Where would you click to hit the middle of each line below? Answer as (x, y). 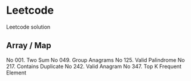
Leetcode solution (28, 27)
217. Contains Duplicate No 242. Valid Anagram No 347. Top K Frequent (94, 66)
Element (16, 73)
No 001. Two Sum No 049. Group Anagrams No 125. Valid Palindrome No (95, 60)
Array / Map (29, 46)
